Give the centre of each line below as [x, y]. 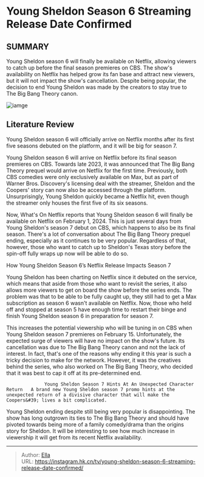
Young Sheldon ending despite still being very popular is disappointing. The [101, 411]
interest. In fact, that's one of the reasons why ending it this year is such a [99, 353]
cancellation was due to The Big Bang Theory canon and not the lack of [96, 347]
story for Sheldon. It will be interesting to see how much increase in [90, 431]
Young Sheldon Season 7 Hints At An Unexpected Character [119, 384]
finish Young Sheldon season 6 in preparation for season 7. [80, 316]
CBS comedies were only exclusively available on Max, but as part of [93, 177]
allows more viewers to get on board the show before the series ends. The [99, 290]
